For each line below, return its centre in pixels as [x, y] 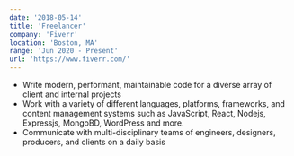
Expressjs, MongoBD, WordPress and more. [103, 123]
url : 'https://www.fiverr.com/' [70, 59]
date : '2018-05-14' [46, 17]
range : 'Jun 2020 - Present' [64, 51]
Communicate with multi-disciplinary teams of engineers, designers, [149, 132]
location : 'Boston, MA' [54, 43]
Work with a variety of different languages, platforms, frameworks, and [154, 104]
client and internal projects [71, 94]
